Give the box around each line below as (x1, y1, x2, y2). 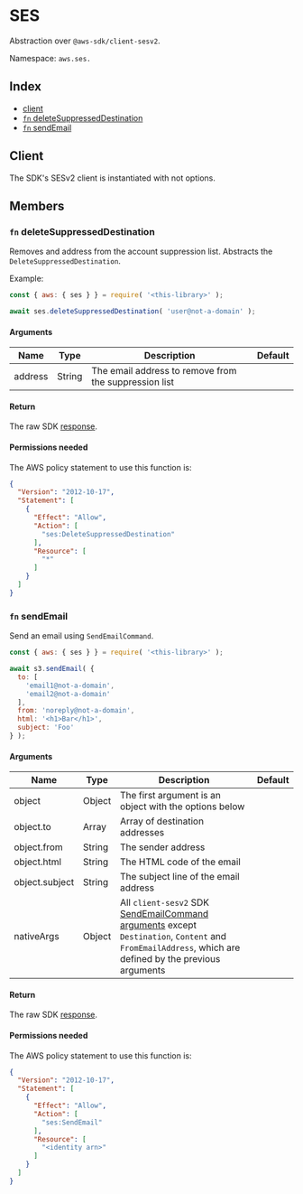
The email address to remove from (91, 365, 237, 378)
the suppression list (91, 376, 174, 388)
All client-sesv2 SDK (120, 896, 210, 909)
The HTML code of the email (120, 855, 241, 868)
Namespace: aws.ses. (9, 52, 92, 63)
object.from (14, 841, 63, 854)
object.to (14, 821, 51, 834)
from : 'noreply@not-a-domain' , (17, 706, 135, 715)
